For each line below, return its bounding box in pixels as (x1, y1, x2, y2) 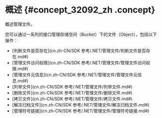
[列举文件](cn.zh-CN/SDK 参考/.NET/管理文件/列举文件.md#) (12, 84, 133, 90)
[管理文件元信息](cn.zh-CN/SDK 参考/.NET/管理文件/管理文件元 (12, 72, 138, 78)
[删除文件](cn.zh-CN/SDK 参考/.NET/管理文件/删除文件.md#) (12, 90, 133, 95)
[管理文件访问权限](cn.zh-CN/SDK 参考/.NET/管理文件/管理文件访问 (12, 60, 147, 66)
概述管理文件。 (5, 21, 35, 27)
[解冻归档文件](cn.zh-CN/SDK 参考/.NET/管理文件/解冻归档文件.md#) (12, 102, 149, 107)
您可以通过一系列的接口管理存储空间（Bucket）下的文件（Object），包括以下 (5, 31, 157, 37)
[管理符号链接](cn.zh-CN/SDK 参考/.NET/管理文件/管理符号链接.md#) (12, 108, 149, 114)
